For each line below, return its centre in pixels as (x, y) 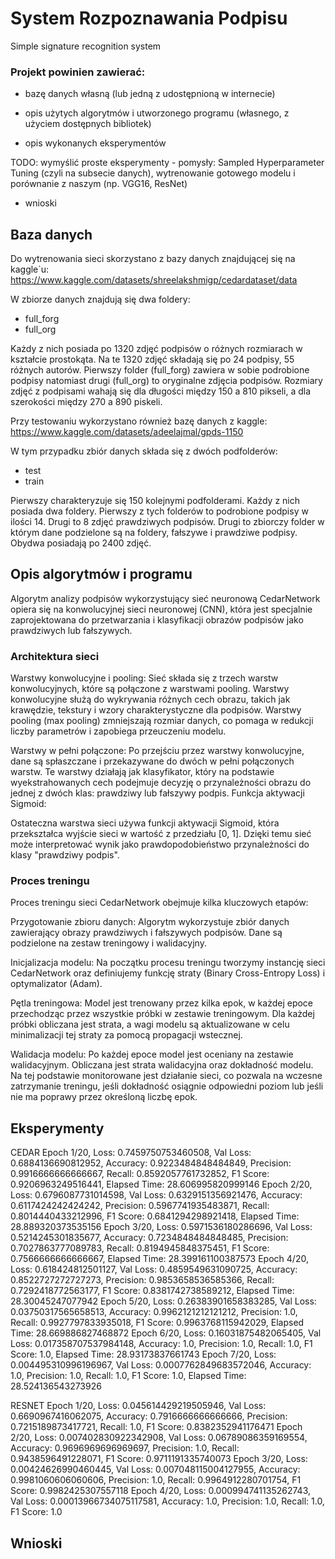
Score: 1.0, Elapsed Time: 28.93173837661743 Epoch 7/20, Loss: (143, 1354)
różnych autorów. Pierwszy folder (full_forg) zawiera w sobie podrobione (160, 370)
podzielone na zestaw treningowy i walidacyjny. (108, 943)
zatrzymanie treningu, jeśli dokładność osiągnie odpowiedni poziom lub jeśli (167, 1086)
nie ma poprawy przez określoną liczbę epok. (104, 1097)
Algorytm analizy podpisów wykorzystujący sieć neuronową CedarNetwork (165, 598)
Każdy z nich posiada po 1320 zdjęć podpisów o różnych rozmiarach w (156, 349)
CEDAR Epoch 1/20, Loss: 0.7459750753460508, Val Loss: (131, 1153)
